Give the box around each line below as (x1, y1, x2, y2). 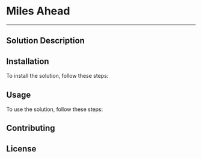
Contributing (6, 123, 55, 133)
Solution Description (6, 36, 85, 46)
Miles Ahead (6, 4, 70, 18)
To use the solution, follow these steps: (6, 106, 103, 113)
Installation (6, 56, 49, 66)
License (6, 144, 37, 154)
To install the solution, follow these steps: (6, 72, 109, 80)
